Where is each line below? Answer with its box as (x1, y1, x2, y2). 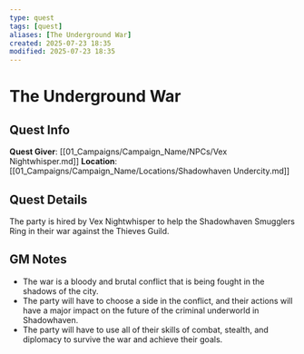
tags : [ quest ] (9, 22, 64, 31)
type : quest (9, 13, 54, 23)
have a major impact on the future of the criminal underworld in (22, 305, 260, 316)
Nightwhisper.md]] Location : (9, 156, 118, 167)
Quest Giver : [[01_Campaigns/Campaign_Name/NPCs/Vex (9, 146, 228, 157)
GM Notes (9, 251, 67, 268)
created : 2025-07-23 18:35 (9, 38, 112, 48)
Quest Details (9, 192, 88, 207)
